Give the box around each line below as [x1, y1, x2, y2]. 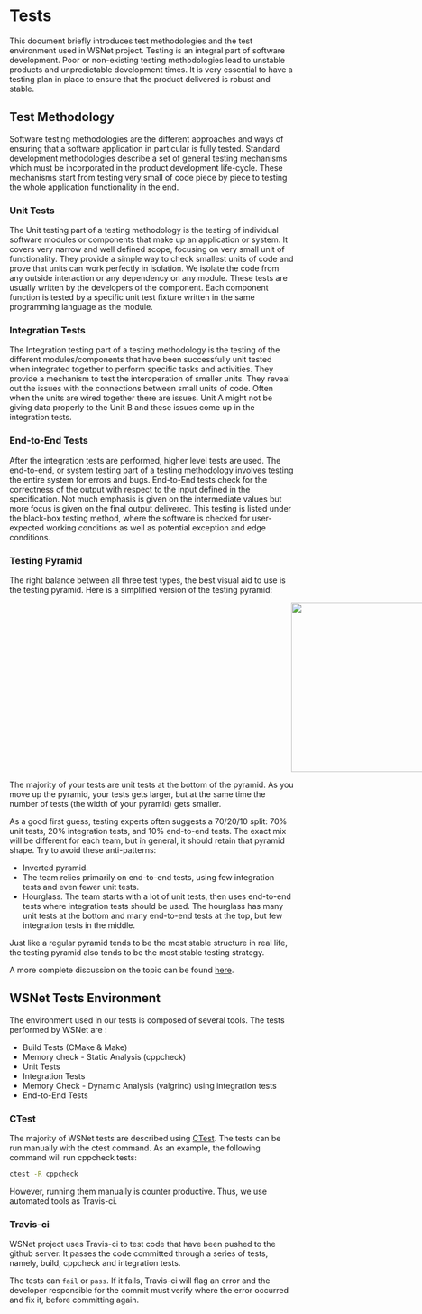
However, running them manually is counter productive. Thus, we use [9, 1186, 268, 1197]
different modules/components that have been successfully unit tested [9, 354, 272, 365]
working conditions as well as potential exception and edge [46, 521, 266, 533]
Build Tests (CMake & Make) [22, 1041, 128, 1053]
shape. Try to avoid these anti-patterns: [9, 844, 157, 855]
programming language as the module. [9, 302, 153, 313]
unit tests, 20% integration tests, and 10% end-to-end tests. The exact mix [9, 825, 287, 836]
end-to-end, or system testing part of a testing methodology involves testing [9, 465, 294, 475]
